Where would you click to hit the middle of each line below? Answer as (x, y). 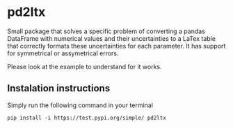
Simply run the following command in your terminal (80, 105)
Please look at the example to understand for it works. (85, 66)
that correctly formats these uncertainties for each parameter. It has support (116, 46)
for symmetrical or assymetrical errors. (63, 53)
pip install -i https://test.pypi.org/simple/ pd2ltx (87, 118)
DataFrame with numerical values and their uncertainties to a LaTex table (111, 38)
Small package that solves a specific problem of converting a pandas (106, 31)
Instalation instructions (59, 88)
